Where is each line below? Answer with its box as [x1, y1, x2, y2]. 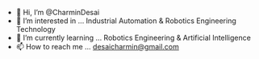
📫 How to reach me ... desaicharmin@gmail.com [15, 42, 179, 51]
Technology [15, 25, 56, 33]
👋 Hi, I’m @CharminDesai [15, 8, 100, 17]
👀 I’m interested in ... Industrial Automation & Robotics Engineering [15, 16, 236, 26]
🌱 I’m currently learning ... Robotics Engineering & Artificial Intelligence [15, 33, 252, 42]
